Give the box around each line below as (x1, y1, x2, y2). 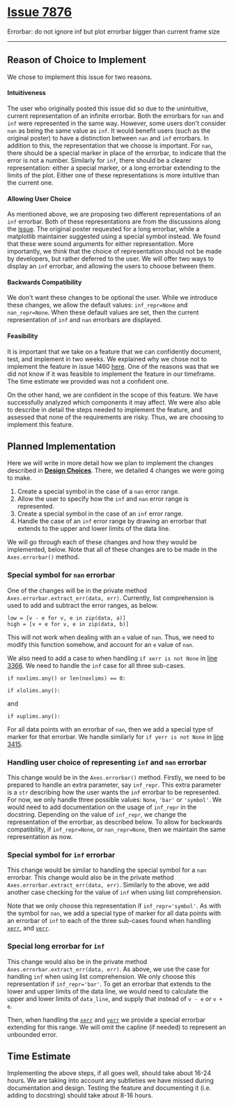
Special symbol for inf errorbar (7, 850, 116, 859)
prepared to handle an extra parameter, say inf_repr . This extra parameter (7, 780, 221, 789)
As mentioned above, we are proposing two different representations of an (7, 210, 221, 219)
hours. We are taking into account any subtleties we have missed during (7, 1077, 214, 1085)
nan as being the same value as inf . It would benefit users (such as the (7, 126, 211, 135)
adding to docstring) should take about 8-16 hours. (7, 1091, 153, 1100)
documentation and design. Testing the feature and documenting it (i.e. (7, 1084, 212, 1092)
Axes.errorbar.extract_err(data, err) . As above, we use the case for (7, 965, 210, 973)
